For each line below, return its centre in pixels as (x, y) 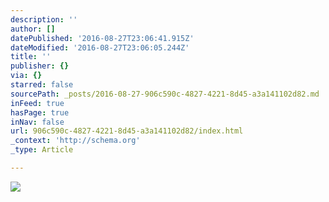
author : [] (33, 29)
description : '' (44, 19)
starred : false (42, 85)
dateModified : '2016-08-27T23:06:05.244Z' (100, 47)
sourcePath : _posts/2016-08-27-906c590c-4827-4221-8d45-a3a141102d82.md (165, 94)
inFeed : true (37, 103)
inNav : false (37, 122)
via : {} (26, 76)
